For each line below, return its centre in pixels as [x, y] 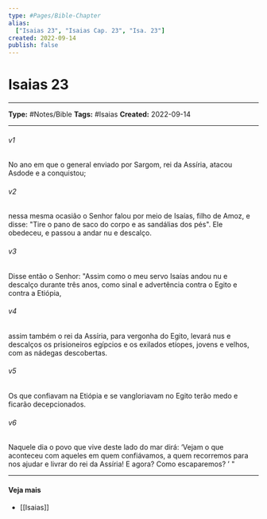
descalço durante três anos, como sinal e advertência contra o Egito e [123, 285]
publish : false [33, 45]
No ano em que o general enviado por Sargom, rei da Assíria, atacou [120, 165]
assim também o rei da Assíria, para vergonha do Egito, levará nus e [120, 336]
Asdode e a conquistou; [47, 173]
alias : [19, 23]
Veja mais [25, 490]
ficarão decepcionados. [47, 404]
